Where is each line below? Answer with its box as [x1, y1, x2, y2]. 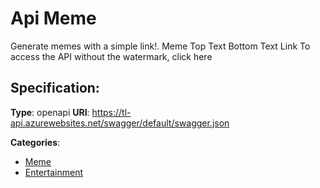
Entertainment [24, 166, 84, 178]
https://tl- [91, 106, 132, 118]
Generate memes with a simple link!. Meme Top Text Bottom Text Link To [10, 40, 311, 52]
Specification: [10, 80, 100, 97]
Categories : [10, 136, 61, 148]
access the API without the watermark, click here [10, 50, 213, 62]
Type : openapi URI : [10, 106, 90, 118]
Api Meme [10, 7, 97, 30]
